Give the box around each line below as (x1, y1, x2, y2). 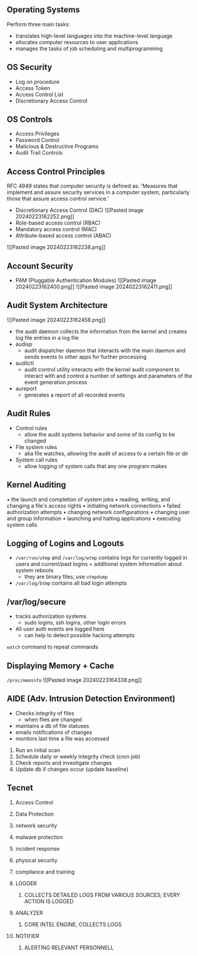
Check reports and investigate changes (15, 759, 112, 766)
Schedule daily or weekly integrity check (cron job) (15, 752, 140, 760)
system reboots (15, 567, 54, 574)
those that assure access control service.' (7, 195, 109, 202)
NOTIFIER (15, 932, 39, 939)
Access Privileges (15, 130, 60, 137)
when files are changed (24, 716, 82, 723)
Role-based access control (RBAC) (15, 219, 101, 226)
